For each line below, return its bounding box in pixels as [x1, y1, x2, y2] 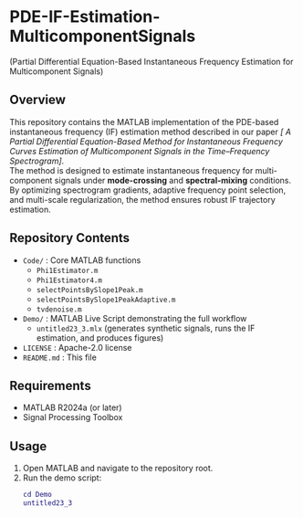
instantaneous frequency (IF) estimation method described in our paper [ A [9, 126, 292, 137]
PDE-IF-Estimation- [9, 6, 161, 27]
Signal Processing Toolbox [22, 412, 123, 423]
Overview [9, 92, 67, 108]
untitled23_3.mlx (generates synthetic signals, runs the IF [36, 322, 256, 333]
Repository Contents [9, 230, 131, 246]
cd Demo [22, 491, 52, 500]
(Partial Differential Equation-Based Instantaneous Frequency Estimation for [9, 56, 294, 67]
